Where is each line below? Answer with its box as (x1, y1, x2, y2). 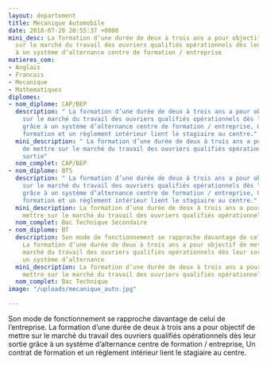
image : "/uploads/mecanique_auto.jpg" (8, 285, 137, 293)
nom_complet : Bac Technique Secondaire (15, 219, 148, 227)
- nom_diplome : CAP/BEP (8, 100, 87, 108)
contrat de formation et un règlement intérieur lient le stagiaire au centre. (8, 348, 247, 357)
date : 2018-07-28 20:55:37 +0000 (8, 26, 119, 34)
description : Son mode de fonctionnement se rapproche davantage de (15, 234, 247, 242)
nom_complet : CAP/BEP (15, 160, 87, 168)
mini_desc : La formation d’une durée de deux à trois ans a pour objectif (8, 33, 261, 42)
